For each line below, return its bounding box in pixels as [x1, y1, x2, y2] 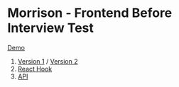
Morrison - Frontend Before [7, 5, 173, 21]
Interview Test [7, 20, 94, 36]
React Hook [17, 64, 53, 73]
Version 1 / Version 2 [17, 57, 78, 65]
